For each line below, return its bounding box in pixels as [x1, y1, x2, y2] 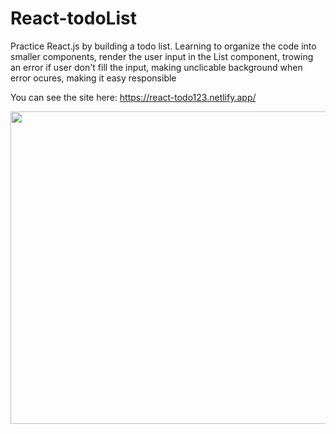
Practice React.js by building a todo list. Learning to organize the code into [10, 40, 317, 52]
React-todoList [10, 7, 137, 30]
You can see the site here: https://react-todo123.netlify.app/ [10, 91, 257, 103]
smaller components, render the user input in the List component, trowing [10, 50, 314, 62]
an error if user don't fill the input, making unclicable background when [10, 61, 303, 73]
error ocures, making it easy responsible [10, 72, 177, 84]
